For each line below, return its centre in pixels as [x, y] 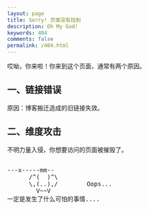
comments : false [30, 39]
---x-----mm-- [31, 170]
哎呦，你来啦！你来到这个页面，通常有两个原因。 [76, 66]
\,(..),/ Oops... [70, 184]
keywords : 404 [27, 33]
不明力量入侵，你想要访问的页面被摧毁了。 [67, 150]
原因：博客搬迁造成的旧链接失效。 [55, 108]
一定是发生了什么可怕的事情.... [54, 199]
